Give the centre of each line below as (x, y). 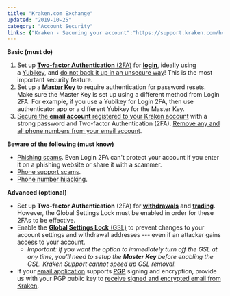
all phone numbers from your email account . (79, 131)
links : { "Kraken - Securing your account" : (70, 33)
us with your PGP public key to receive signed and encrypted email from (119, 279)
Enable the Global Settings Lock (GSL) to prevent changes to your (111, 227)
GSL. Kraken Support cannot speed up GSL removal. (102, 264)
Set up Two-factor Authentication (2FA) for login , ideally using (106, 65)
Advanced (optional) (37, 193)
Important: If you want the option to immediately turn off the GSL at (122, 249)
